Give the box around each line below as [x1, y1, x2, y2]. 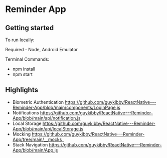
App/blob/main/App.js [12, 147, 58, 153]
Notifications [12, 109, 39, 116]
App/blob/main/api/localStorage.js [12, 125, 84, 131]
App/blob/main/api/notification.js [12, 115, 81, 121]
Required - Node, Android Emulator [5, 47, 78, 52]
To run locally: [5, 37, 35, 43]
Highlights [5, 86, 39, 94]
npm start [12, 71, 33, 77]
